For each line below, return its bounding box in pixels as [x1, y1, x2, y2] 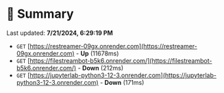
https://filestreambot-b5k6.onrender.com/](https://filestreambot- [29, 56, 212, 64]
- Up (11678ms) [75, 49, 119, 57]
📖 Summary [6, 6, 74, 22]
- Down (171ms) [99, 78, 145, 86]
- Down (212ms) [77, 64, 124, 72]
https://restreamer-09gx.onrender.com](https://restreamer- [29, 42, 198, 50]
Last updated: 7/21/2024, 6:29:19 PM [6, 29, 114, 37]
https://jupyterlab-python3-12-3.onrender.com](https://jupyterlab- [29, 71, 217, 79]
